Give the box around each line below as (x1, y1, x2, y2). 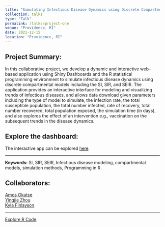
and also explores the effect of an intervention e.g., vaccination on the (5, 113, 147, 118)
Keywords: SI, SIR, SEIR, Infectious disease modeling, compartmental (5, 159, 146, 165)
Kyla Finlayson (5, 202, 34, 208)
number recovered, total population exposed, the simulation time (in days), (5, 108, 156, 113)
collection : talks (5, 12, 43, 17)
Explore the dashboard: (5, 132, 79, 141)
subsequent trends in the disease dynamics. (5, 118, 95, 124)
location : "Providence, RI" (5, 35, 63, 40)
